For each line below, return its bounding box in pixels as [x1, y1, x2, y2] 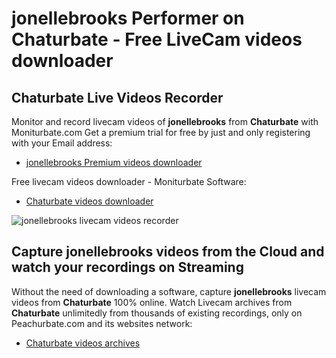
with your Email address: [11, 137, 113, 149]
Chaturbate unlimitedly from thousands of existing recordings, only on [11, 307, 303, 319]
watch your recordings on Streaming [11, 259, 244, 276]
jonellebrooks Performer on [11, 7, 245, 30]
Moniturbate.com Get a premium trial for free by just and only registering [11, 127, 311, 138]
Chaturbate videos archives [25, 337, 141, 349]
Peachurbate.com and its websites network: [11, 317, 193, 329]
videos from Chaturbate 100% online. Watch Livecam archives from [11, 296, 293, 308]
